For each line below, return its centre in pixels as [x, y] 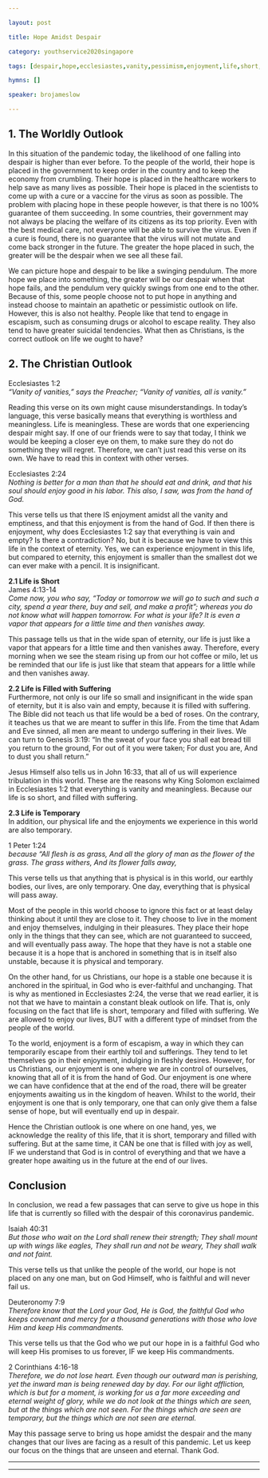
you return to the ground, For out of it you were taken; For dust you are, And [133, 747]
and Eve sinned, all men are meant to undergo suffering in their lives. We [128, 731]
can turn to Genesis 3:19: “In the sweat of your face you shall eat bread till [130, 739]
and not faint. [31, 1254]
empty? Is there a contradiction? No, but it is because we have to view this [130, 540]
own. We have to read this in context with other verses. [99, 458]
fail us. [19, 1287]
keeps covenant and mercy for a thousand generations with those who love [133, 1319]
